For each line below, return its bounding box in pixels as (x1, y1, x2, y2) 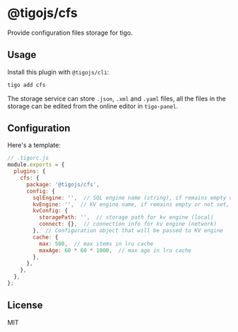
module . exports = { (7, 161, 65, 168)
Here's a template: (7, 141, 62, 149)
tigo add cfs (7, 81, 46, 88)
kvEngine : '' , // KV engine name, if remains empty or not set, (33, 200, 230, 208)
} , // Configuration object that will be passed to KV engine (33, 227, 223, 234)
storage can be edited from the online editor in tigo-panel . (7, 101, 178, 110)
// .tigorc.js (7, 154, 50, 162)
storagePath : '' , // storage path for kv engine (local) (38, 214, 214, 221)
